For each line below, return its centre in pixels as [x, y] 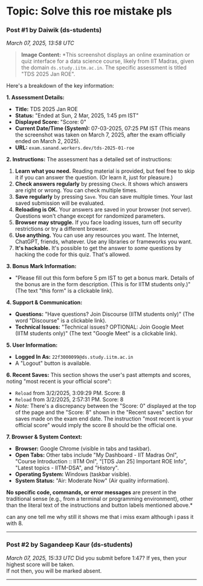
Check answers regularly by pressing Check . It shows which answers [101, 184]
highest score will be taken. [40, 564]
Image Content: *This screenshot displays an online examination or [105, 55]
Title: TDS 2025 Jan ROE [47, 109]
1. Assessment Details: [35, 97]
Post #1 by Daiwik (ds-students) [54, 30]
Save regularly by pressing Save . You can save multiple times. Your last [104, 197]
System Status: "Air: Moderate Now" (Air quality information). [92, 481]
